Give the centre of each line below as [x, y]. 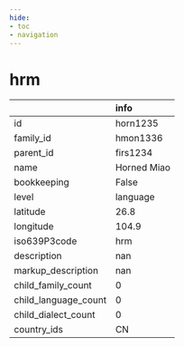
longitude [34, 227]
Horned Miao [143, 168]
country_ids [38, 330]
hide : [19, 18]
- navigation [34, 34]
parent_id [34, 153]
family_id [32, 139]
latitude [30, 212]
